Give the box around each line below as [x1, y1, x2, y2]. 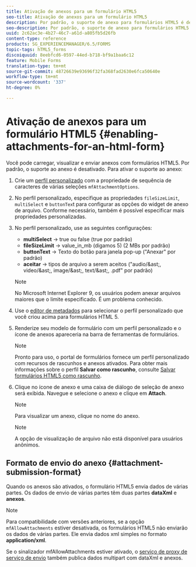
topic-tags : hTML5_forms [6, 47, 66, 53]
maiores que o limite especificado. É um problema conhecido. [14, 295, 163, 303]
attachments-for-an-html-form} [6, 140, 165, 153]
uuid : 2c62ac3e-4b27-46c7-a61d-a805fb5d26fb [6, 30, 116, 36]
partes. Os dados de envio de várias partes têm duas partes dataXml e [6, 489, 177, 496]
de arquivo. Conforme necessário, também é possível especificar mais [14, 207, 185, 214]
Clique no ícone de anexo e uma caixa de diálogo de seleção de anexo [14, 383, 184, 390]
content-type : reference [6, 36, 66, 42]
